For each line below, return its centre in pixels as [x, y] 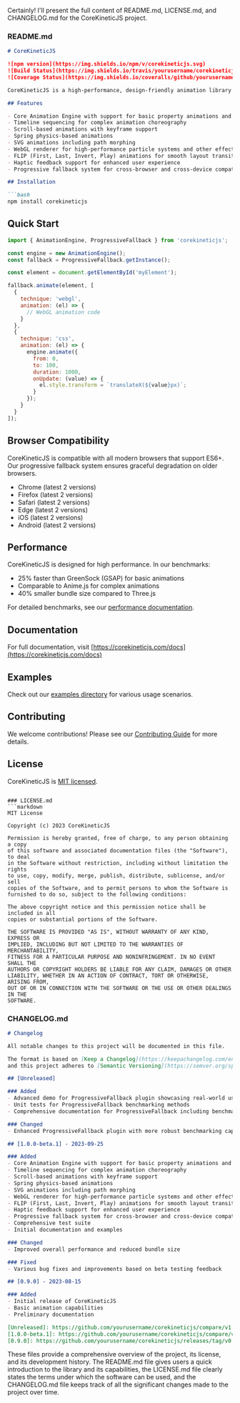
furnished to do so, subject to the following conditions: [97, 894]
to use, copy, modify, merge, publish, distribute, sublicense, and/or [116, 875]
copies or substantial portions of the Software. [83, 919]
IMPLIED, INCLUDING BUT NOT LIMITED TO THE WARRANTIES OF [95, 944]
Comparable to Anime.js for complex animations [88, 586]
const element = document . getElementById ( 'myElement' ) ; [92, 273]
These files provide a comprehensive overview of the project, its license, [114, 1354]
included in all [31, 913]
